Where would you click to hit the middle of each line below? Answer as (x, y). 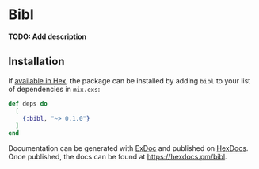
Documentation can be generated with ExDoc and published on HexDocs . (128, 148)
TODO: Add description (48, 36)
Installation (36, 61)
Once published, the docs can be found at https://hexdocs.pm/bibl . (118, 157)
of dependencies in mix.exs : (54, 89)
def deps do (28, 104)
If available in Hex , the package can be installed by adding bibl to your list (129, 80)
